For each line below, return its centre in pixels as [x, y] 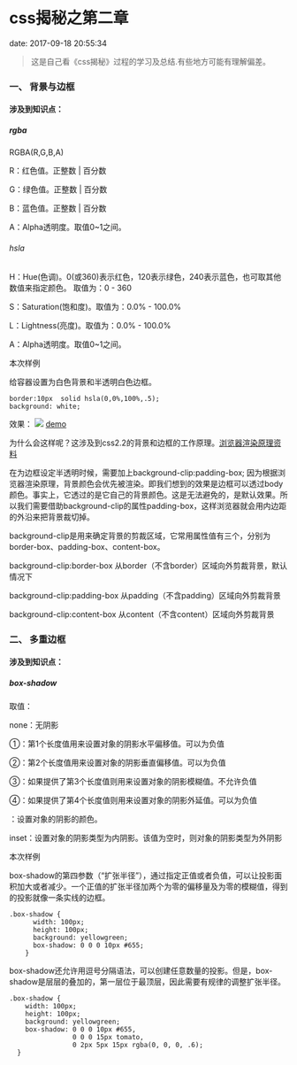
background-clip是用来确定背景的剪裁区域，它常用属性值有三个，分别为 [140, 536]
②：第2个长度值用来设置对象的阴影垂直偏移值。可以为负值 [118, 763]
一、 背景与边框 [42, 87]
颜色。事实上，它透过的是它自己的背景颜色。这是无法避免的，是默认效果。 [145, 494]
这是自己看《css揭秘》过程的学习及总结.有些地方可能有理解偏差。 [151, 61]
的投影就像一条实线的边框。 [60, 898]
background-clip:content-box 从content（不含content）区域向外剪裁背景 [142, 614]
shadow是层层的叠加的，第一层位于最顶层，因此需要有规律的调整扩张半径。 [147, 982]
